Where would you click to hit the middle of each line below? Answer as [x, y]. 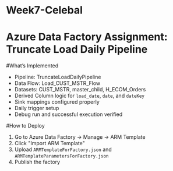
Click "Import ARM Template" [50, 143]
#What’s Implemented [32, 66]
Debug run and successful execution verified [68, 114]
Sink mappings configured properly [57, 102]
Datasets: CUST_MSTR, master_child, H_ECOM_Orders [80, 90]
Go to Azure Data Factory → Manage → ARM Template [80, 137]
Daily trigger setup [37, 108]
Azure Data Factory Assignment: [87, 37]
